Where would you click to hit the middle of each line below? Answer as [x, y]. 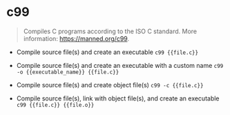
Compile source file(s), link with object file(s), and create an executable [118, 98]
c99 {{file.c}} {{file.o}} [55, 105]
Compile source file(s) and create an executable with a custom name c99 [120, 65]
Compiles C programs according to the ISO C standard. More [110, 31]
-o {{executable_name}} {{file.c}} [68, 72]
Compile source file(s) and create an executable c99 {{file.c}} [107, 52]
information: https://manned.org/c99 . [76, 38]
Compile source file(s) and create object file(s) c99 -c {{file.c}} [110, 85]
